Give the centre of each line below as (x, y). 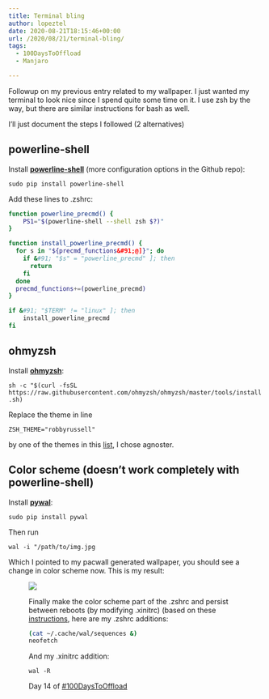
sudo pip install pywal (48, 517)
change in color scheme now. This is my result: (86, 570)
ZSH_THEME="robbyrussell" (52, 429)
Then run (23, 532)
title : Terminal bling (46, 16)
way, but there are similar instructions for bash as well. (99, 108)
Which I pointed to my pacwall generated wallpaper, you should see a (124, 562)
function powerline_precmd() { (61, 214)
